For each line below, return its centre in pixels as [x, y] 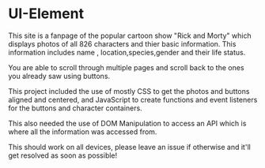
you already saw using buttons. [59, 76]
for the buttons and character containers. [75, 108]
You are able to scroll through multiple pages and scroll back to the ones [126, 67]
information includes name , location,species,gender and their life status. [127, 52]
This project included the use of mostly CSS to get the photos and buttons [129, 91]
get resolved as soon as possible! [63, 155]
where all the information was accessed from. [83, 132]
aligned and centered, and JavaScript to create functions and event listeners [133, 99]
